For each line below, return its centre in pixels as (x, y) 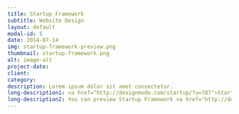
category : (22, 80)
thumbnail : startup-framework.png (59, 54)
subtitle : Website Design (46, 21)
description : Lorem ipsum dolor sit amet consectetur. (90, 86)
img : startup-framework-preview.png (62, 47)
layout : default (31, 27)
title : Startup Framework (46, 14)
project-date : (28, 67)
